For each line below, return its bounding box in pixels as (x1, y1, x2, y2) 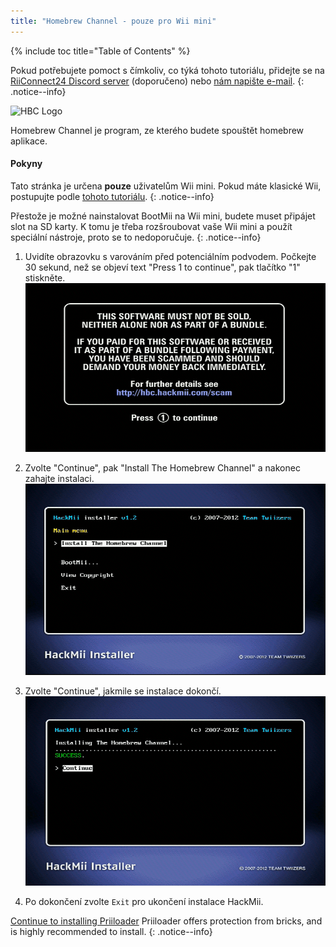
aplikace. (10, 135, 48, 147)
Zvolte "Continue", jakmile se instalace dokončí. (24, 685, 222, 697)
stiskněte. (24, 271, 66, 284)
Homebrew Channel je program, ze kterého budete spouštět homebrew (10, 124, 305, 136)
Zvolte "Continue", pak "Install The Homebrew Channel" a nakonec (24, 462, 301, 474)
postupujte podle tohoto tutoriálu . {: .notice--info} (10, 190, 215, 202)
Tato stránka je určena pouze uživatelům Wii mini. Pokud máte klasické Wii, (10, 180, 322, 192)
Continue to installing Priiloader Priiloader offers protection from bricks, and (10, 915, 323, 927)
